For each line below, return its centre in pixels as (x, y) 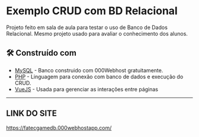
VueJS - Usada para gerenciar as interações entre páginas (86, 89)
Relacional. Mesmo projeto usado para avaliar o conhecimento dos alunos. (97, 33)
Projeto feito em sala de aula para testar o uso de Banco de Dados (87, 27)
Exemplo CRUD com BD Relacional (92, 11)
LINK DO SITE (32, 114)
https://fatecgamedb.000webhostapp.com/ (59, 128)
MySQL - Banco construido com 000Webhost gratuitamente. (89, 70)
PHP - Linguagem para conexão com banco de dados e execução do (99, 77)
